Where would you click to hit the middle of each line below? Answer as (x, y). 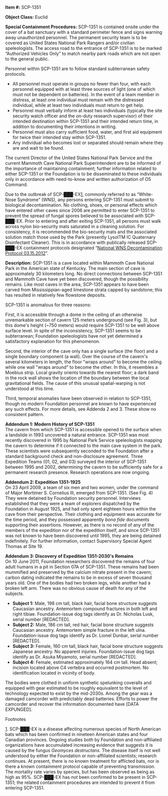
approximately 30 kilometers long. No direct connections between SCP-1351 (84, 274)
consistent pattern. (25, 414)
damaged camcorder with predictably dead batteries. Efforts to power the (81, 699)
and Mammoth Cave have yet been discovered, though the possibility (77, 279)
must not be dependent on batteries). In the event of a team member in (86, 94)
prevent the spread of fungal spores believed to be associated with (74, 216)
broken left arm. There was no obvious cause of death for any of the (76, 588)
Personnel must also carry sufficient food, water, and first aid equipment (87, 132)
